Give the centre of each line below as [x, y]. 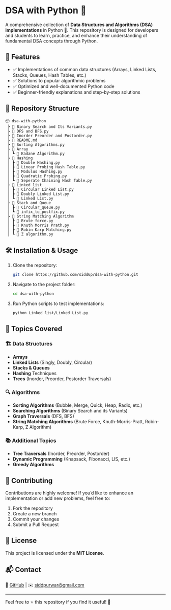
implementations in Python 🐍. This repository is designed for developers [82, 30]
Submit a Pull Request [36, 525]
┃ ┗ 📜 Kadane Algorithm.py [36, 154]
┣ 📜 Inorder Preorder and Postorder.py [50, 136]
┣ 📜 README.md [22, 140]
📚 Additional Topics [31, 441]
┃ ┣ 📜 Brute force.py [30, 221]
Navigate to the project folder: [44, 285]
